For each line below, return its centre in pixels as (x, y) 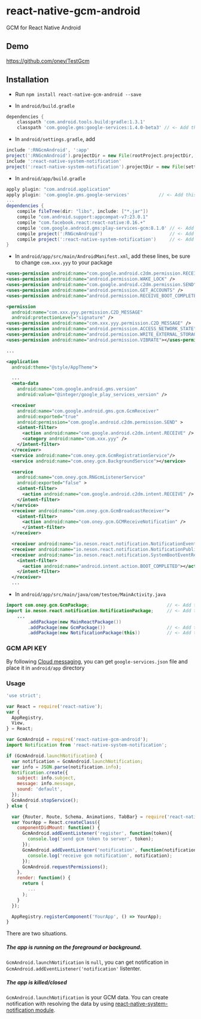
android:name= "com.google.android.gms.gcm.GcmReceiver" (88, 411)
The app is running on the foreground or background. (74, 947)
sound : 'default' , (40, 789)
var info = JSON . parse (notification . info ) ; (66, 767)
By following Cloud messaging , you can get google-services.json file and (97, 661)
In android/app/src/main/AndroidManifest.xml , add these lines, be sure (102, 256)
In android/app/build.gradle (50, 178)
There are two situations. (37, 933)
